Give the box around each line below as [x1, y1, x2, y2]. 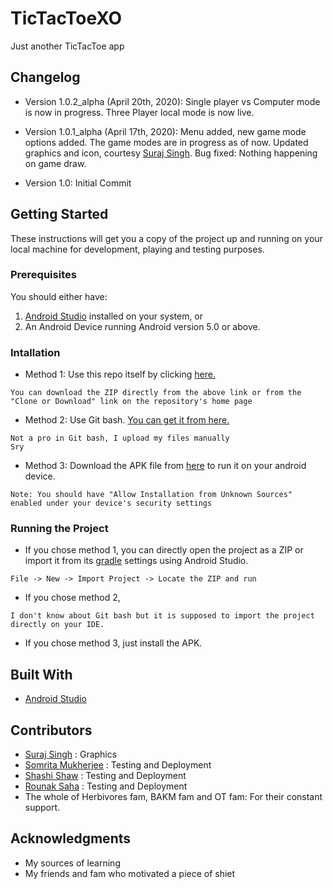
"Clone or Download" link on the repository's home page [10, 397, 253, 407]
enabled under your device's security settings [10, 498, 213, 509]
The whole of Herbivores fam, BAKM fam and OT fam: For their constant [24, 791, 323, 803]
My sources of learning [24, 857, 121, 869]
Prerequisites [10, 268, 77, 282]
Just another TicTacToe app [10, 40, 125, 52]
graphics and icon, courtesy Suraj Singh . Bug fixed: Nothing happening [24, 147, 318, 159]
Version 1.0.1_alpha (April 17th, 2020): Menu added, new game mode [24, 125, 307, 137]
